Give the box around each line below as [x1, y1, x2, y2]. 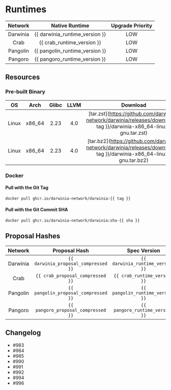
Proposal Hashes [5, 232, 61, 240]
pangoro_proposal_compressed [35, 307, 106, 313]
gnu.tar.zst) [120, 129, 148, 136]
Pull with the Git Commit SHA [5, 207, 68, 213]
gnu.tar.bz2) [119, 157, 149, 164]
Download [121, 101, 147, 108]
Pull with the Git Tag [5, 185, 49, 191]
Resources [5, 73, 40, 82]
